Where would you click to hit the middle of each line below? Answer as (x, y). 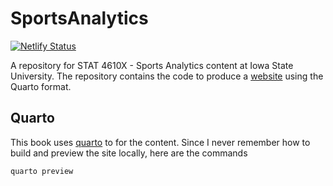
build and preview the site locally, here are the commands (129, 153)
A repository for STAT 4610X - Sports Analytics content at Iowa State (152, 65)
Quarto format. (41, 86)
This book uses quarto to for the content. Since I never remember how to (160, 142)
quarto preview (42, 171)
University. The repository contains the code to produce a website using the (167, 76)
